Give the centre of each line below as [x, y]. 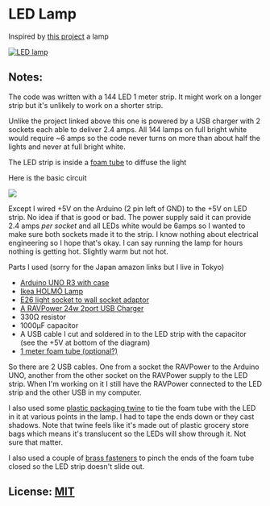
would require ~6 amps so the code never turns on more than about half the [134, 138]
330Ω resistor [43, 317]
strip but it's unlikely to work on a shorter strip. [86, 105]
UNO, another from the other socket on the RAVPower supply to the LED [128, 375]
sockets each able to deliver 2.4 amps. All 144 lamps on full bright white [128, 129]
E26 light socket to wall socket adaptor [84, 300]
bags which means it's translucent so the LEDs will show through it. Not [127, 433]
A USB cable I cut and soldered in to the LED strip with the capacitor [133, 334]
